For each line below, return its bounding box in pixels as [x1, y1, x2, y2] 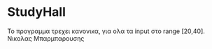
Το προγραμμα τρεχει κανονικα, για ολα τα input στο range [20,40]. [7, 27, 205, 35]
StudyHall [7, 4, 66, 20]
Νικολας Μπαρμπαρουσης [7, 34, 85, 42]
